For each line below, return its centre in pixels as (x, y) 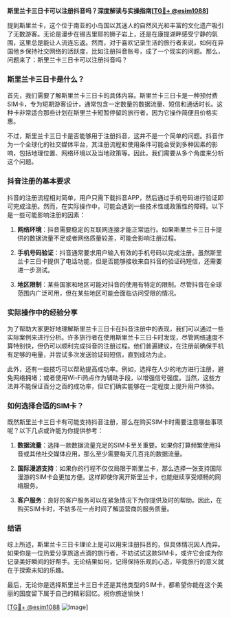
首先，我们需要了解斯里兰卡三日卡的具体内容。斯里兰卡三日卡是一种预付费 (112, 96)
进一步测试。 (35, 269)
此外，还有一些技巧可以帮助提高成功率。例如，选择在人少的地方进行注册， (112, 369)
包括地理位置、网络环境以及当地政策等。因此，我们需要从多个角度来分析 (121, 153)
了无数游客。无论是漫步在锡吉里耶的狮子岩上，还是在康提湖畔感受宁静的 (109, 34)
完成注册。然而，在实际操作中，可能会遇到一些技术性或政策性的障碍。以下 (118, 206)
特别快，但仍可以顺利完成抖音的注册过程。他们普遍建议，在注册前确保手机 (118, 346)
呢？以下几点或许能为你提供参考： (55, 431)
